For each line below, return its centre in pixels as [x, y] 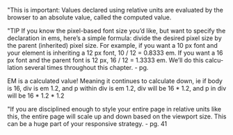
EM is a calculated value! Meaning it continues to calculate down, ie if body [115, 81]
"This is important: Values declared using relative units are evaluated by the [115, 10]
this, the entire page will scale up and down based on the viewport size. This [117, 116]
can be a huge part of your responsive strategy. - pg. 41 [87, 124]
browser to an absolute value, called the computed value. [89, 17]
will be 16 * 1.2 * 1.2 [36, 96]
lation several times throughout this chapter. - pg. [78, 67]
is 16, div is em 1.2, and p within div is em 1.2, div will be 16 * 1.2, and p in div [117, 88]
